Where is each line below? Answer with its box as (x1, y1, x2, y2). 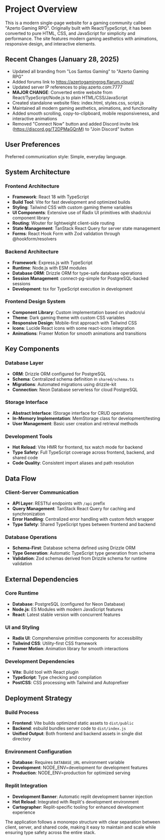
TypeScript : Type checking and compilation (12, 674, 102, 680)
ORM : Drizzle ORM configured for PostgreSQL (12, 371, 106, 377)
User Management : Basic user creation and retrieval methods (12, 420, 138, 426)
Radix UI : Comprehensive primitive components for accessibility (12, 635, 143, 641)
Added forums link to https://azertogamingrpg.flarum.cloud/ (12, 79, 134, 85)
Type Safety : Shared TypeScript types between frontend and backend (12, 521, 156, 527)
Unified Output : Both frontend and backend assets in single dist (12, 731, 143, 737)
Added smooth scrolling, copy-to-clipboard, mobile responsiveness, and (12, 110, 160, 116)
